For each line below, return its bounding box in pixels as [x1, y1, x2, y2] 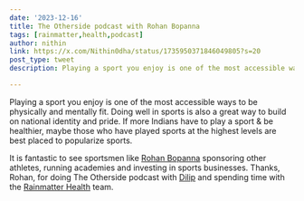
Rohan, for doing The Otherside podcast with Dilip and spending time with [9, 171, 285, 182]
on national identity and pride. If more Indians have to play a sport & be [9, 115, 274, 127]
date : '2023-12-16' [9, 13, 83, 23]
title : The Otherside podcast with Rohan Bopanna [9, 22, 201, 31]
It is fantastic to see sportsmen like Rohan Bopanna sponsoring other [9, 152, 267, 163]
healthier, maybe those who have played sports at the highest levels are [9, 125, 278, 136]
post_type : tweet [9, 55, 75, 64]
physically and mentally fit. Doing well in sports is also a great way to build [9, 106, 287, 117]
